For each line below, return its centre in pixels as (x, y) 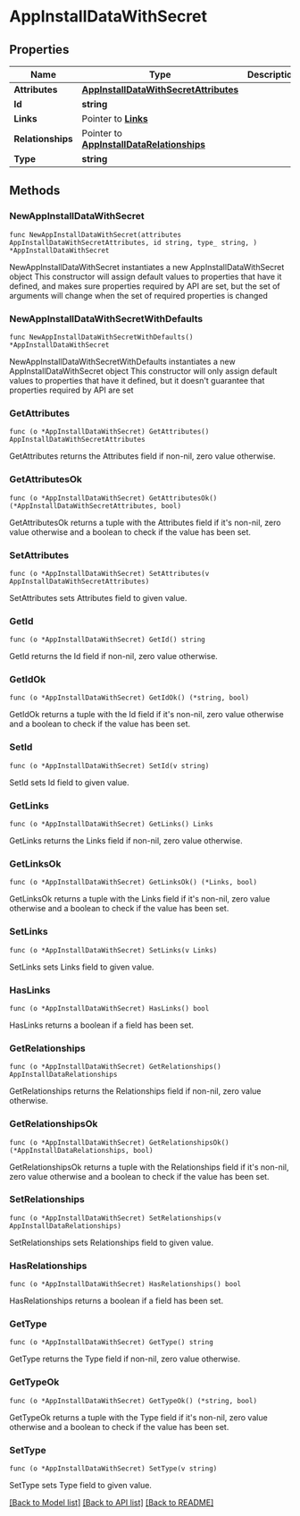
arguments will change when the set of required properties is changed (138, 295)
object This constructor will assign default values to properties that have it (146, 276)
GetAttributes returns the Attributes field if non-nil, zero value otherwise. (142, 456)
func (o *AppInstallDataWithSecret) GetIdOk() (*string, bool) (129, 698)
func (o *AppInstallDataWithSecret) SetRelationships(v (115, 1218)
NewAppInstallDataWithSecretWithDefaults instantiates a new (122, 361)
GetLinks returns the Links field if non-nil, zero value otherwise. (126, 841)
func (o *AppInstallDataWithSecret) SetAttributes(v (109, 573)
